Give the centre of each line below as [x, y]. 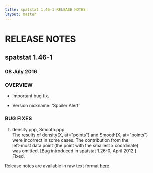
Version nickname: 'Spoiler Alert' [46, 106]
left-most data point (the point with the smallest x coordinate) [75, 145]
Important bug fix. [31, 96]
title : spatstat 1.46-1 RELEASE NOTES [45, 10]
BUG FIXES [19, 119]
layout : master [21, 14]
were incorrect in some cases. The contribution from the [70, 140]
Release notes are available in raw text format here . [58, 166]
